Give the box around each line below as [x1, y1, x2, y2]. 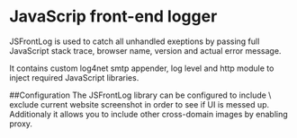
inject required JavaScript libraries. [9, 72, 139, 82]
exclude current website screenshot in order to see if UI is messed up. [9, 99, 270, 109]
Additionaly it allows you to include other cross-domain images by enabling [9, 108, 288, 119]
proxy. [9, 118, 33, 129]
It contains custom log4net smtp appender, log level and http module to [9, 63, 274, 73]
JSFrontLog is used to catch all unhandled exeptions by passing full [9, 36, 260, 47]
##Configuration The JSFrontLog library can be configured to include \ [9, 90, 272, 100]
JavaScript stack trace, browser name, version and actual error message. [9, 45, 282, 56]
